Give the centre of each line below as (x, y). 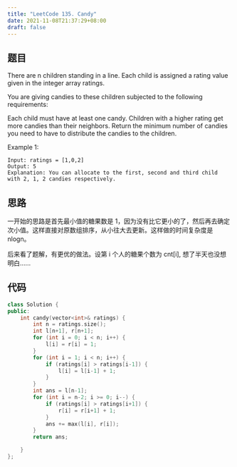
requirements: (28, 105)
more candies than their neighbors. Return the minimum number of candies (117, 126)
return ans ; (51, 437)
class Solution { (33, 304)
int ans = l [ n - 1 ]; (60, 391)
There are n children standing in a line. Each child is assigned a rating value (118, 76)
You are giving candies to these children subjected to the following (105, 97)
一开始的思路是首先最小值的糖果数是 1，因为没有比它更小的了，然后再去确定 (118, 221)
